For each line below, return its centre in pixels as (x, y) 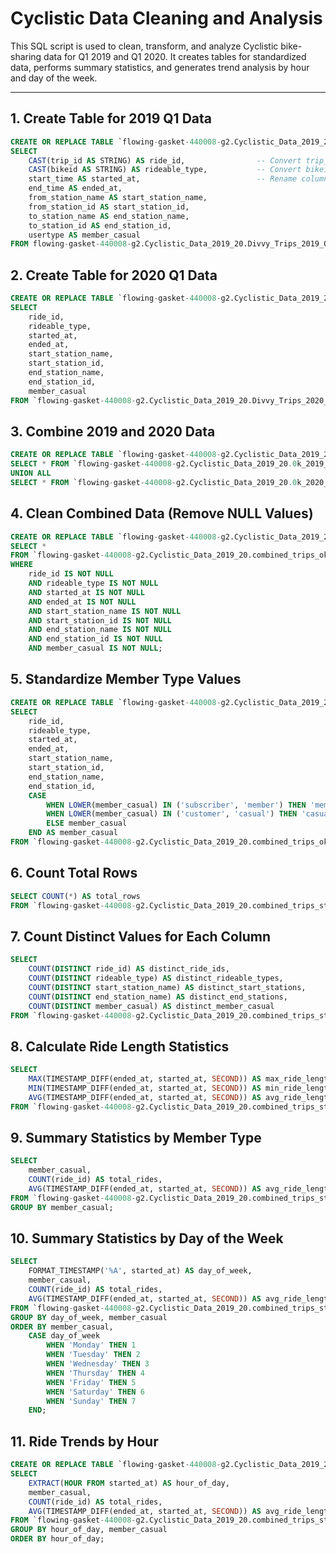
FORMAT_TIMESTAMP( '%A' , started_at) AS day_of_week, (140, 1271)
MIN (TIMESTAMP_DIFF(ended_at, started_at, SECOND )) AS (145, 1088)
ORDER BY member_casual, (62, 1327)
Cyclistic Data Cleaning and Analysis (166, 18)
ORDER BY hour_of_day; (57, 1539)
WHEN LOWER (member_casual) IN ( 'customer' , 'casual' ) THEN (172, 814)
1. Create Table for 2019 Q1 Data (111, 118)
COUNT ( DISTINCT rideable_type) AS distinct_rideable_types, (156, 978)
